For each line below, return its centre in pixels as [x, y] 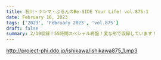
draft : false [22, 28]
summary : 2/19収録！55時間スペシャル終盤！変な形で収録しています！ [81, 34]
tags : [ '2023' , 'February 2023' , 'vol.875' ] [62, 23]
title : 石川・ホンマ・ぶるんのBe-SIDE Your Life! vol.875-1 [78, 12]
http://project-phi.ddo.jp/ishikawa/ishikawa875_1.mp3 [72, 50]
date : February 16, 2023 [37, 17]
